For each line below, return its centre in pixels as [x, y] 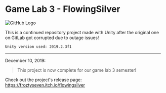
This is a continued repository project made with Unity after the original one [82, 32]
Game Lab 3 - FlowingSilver [63, 9]
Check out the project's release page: [43, 80]
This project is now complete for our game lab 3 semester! [77, 70]
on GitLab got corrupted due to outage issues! [52, 38]
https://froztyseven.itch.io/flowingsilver [45, 85]
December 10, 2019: [25, 60]
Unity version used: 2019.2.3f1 [38, 46]
